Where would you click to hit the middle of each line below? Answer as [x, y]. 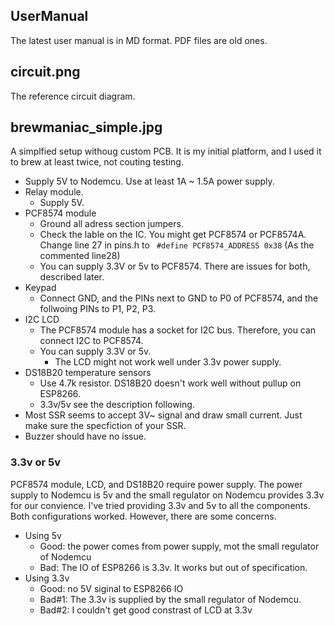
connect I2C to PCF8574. [91, 341]
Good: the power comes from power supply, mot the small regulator [179, 546]
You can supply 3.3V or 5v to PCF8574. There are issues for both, [175, 266]
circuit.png [45, 72]
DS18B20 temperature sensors [88, 373]
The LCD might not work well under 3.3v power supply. [168, 362]
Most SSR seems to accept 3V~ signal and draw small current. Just [163, 415]
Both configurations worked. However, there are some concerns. [143, 516]
